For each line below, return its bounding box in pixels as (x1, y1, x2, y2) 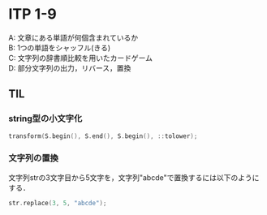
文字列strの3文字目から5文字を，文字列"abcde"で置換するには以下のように (8, 172, 260, 183)
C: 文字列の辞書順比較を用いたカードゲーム (8, 53, 153, 62)
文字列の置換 (8, 153, 59, 164)
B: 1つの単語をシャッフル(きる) (8, 42, 111, 53)
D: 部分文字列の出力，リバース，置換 (8, 62, 131, 73)
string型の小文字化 (8, 113, 83, 124)
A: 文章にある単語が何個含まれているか (8, 32, 139, 42)
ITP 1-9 (8, 5, 57, 24)
